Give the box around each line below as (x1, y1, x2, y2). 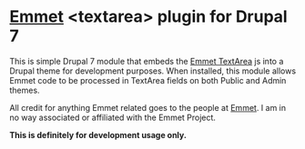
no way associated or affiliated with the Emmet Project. (9, 112, 217, 123)
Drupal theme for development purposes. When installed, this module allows (9, 65, 297, 76)
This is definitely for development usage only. (9, 129, 187, 140)
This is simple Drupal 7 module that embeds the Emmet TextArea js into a (9, 55, 284, 66)
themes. (9, 84, 40, 95)
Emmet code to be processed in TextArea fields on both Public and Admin (9, 74, 287, 85)
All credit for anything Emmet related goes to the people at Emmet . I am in (9, 102, 287, 113)
